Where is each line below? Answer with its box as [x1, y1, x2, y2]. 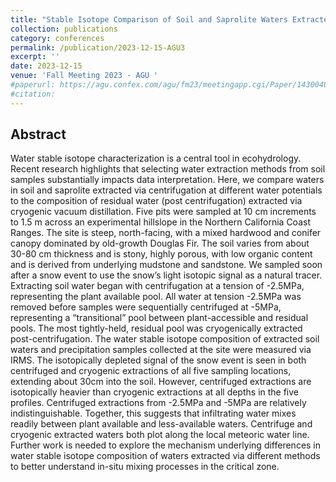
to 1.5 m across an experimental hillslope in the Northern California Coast [10, 216, 311, 228]
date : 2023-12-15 [10, 61, 83, 71]
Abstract [10, 126, 67, 143]
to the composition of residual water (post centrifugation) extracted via [10, 195, 303, 207]
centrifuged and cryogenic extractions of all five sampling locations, [10, 365, 292, 377]
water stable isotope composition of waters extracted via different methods [10, 450, 321, 462]
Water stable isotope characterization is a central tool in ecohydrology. [10, 152, 302, 165]
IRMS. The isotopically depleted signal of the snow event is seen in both [10, 354, 307, 366]
